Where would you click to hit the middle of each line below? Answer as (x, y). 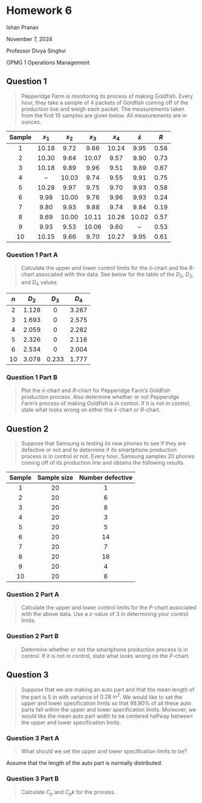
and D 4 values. (40, 283)
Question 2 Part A (33, 595)
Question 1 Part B (32, 377)
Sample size (55, 477)
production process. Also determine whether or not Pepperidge (100, 397)
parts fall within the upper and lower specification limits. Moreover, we (109, 710)
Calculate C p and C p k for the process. (68, 792)
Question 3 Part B (33, 779)
